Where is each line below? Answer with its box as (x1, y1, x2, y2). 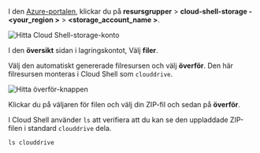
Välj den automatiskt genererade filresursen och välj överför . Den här (8, 61, 234, 70)
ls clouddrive (8, 139, 55, 147)
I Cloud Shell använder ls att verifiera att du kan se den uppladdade (8, 115, 228, 125)
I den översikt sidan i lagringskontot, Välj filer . (8, 46, 159, 54)
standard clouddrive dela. (27, 124, 112, 132)
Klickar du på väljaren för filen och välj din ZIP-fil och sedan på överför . (8, 100, 240, 109)
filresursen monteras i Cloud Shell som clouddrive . (8, 69, 173, 78)
